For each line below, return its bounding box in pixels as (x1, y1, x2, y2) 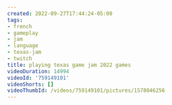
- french (7, 23, 32, 30)
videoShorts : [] (7, 81, 54, 88)
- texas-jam (7, 49, 41, 56)
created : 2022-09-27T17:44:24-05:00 (7, 10, 113, 17)
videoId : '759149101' (7, 74, 70, 82)
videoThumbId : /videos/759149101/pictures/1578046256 (7, 87, 166, 94)
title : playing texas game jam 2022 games (7, 61, 131, 68)
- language (7, 42, 39, 49)
